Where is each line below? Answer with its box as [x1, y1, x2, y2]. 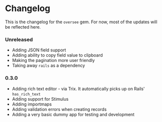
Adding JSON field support [12, 47, 66, 53]
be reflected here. [5, 24, 41, 30]
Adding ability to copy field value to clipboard [12, 52, 103, 58]
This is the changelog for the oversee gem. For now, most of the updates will [5, 19, 158, 25]
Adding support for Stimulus [12, 96, 69, 102]
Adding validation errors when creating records [12, 106, 107, 112]
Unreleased [5, 36, 33, 43]
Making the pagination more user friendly [12, 58, 95, 63]
